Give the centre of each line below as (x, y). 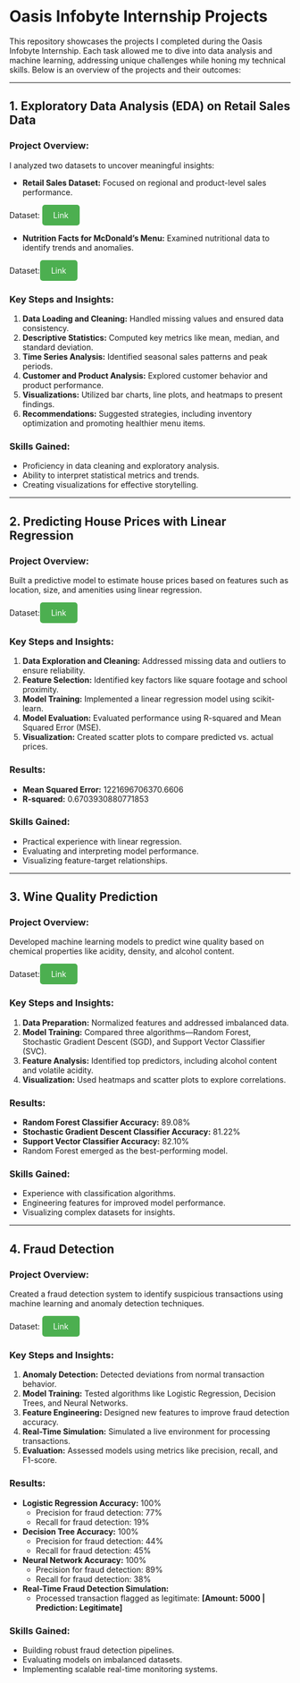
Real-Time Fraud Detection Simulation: (96, 1588)
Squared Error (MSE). (62, 727)
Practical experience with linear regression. (102, 841)
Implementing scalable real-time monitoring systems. (120, 1669)
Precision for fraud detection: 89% (99, 1569)
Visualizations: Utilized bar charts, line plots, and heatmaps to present (152, 395)
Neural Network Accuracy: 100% (84, 1560)
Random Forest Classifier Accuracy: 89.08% (106, 1122)
